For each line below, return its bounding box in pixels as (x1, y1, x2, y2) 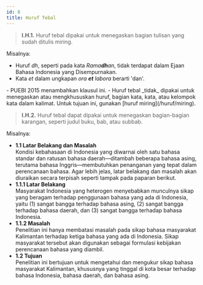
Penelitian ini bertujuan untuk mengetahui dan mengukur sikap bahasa (15, 258, 193, 266)
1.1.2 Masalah (15, 220, 50, 227)
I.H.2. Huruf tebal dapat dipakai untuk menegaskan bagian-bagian (21, 111, 190, 119)
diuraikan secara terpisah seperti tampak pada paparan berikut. (15, 174, 177, 181)
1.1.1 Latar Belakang (15, 180, 66, 188)
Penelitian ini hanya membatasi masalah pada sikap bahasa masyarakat (15, 226, 196, 233)
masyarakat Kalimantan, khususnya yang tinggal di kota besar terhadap (15, 265, 196, 272)
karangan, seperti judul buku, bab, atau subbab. (21, 117, 143, 125)
